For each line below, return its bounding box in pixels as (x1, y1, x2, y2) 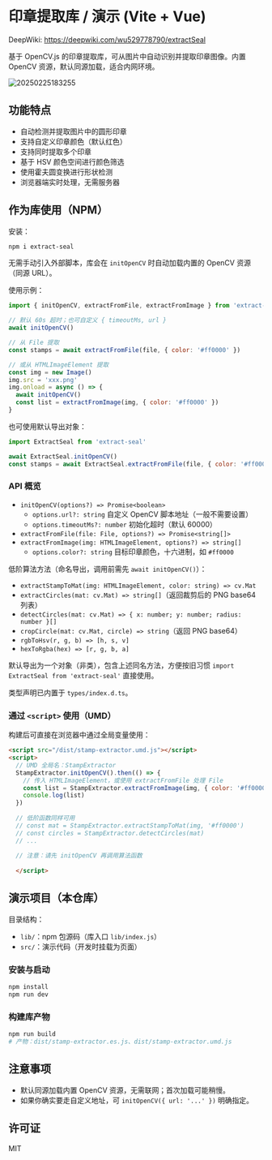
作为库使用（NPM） (8, 204, 108, 217)
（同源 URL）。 (8, 269, 57, 278)
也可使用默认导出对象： (8, 421, 87, 431)
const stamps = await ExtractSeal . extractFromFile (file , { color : (8, 460, 237, 468)
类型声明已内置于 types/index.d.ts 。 (8, 687, 133, 698)
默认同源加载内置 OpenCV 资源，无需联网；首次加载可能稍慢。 (19, 1085, 231, 1095)
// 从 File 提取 (8, 338, 60, 347)
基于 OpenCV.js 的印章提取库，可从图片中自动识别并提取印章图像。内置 (8, 51, 246, 61)
